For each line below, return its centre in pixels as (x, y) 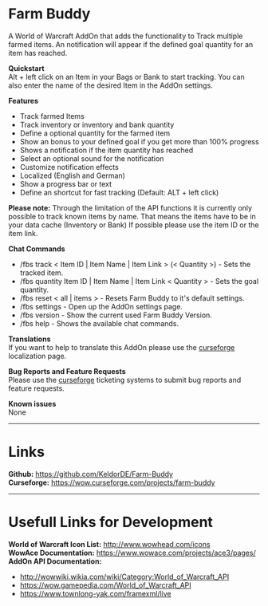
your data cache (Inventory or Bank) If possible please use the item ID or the (134, 225)
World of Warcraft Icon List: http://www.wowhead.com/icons (109, 544)
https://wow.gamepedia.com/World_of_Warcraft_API (105, 585)
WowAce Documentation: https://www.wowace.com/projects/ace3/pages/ (132, 553)
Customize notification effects (69, 167)
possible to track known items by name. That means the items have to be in (132, 216)
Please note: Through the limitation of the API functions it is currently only (130, 207)
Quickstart (27, 68)
